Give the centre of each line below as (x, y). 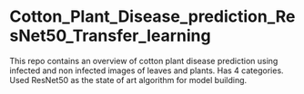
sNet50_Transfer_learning (110, 36)
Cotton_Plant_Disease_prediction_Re (152, 17)
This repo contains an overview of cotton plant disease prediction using (144, 61)
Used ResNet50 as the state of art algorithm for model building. (128, 80)
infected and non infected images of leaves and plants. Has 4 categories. (147, 70)
